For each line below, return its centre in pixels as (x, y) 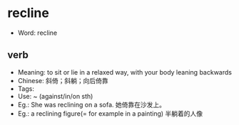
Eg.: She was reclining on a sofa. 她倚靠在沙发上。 (92, 104)
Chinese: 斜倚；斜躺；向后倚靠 (63, 80)
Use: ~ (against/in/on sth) (55, 96)
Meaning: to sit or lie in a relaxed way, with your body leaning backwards (124, 72)
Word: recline (37, 33)
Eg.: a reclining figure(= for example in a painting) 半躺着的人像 (110, 113)
